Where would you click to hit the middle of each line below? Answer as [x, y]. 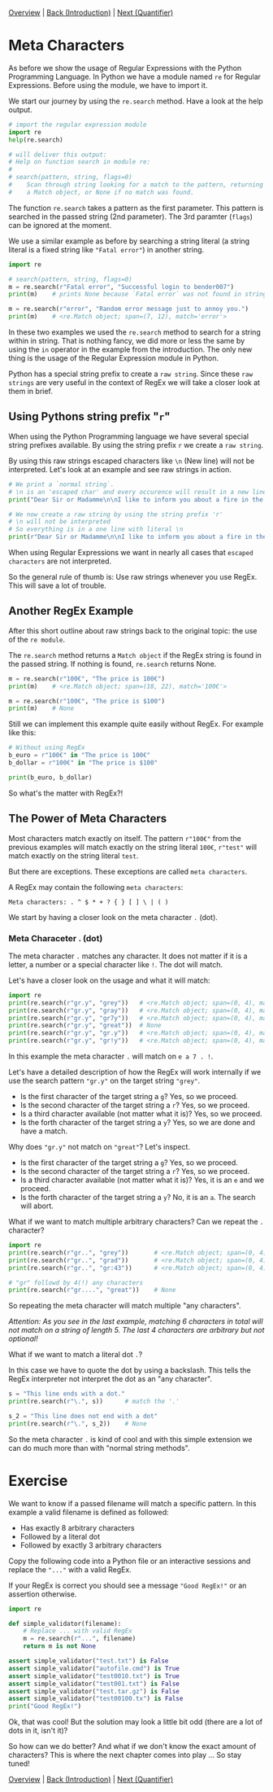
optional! [23, 1339]
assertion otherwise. [43, 1594]
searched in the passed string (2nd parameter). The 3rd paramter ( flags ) [131, 217]
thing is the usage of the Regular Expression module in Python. [114, 358]
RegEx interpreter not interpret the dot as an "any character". [110, 1379]
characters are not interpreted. [60, 561]
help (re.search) [36, 140]
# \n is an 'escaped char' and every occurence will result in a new [129, 492]
